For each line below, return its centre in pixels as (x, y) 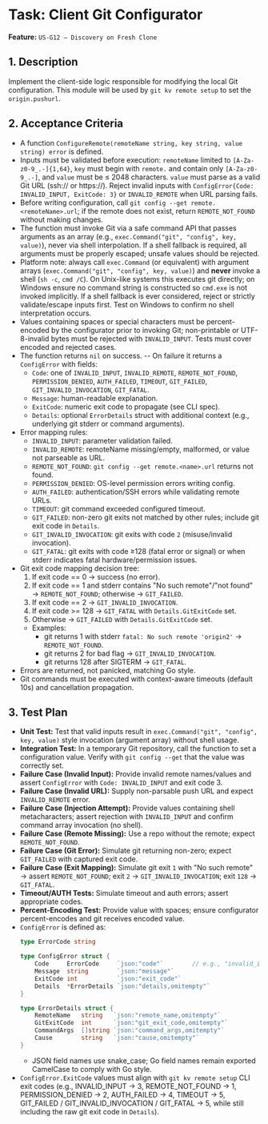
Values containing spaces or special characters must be (112, 321)
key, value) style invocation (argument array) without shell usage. (130, 740)
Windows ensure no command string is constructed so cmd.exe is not (134, 287)
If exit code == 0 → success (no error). (96, 576)
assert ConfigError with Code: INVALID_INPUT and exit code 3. (121, 783)
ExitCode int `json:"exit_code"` (108, 978)
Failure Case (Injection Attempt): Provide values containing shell (127, 808)
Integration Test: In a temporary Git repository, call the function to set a (138, 749)
